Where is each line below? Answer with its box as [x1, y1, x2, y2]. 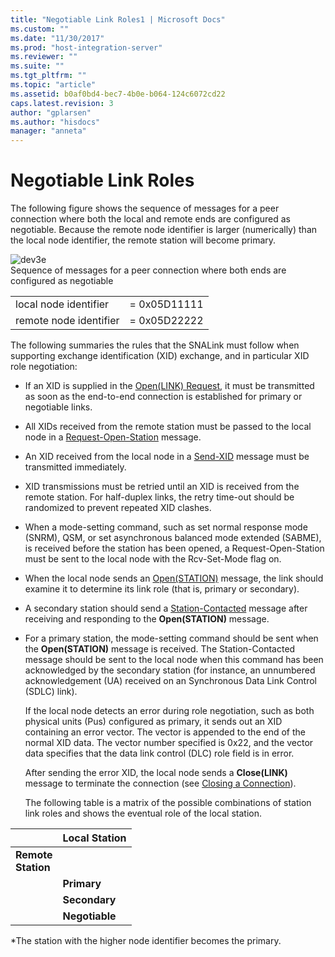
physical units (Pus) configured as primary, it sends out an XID [24, 716, 283, 728]
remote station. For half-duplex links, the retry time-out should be [24, 491, 295, 503]
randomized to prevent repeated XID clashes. [24, 502, 212, 514]
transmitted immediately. [24, 461, 127, 473]
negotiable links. [24, 401, 93, 413]
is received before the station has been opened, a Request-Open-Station [24, 542, 325, 555]
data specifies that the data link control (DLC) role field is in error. [24, 747, 295, 760]
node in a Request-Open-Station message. [24, 431, 202, 443]
